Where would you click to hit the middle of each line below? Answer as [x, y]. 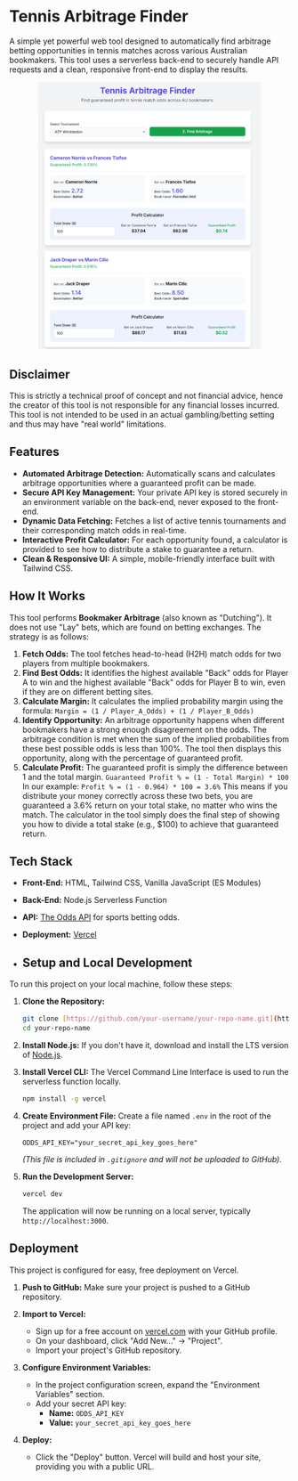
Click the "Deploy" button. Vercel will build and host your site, [148, 1457]
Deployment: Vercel [59, 935]
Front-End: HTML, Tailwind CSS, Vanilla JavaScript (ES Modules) [141, 883]
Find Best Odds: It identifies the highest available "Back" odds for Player [155, 672]
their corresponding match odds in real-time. [104, 530]
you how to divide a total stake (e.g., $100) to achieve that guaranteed [150, 824]
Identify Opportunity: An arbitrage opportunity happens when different [153, 720]
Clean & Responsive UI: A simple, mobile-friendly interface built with [149, 558]
